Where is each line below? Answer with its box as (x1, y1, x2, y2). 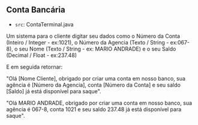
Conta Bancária (6, 5, 65, 15)
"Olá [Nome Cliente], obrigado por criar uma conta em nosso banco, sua (6, 75, 186, 82)
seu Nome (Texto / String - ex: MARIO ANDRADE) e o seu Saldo (19, 45, 176, 52)
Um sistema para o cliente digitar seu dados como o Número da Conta (6, 32, 181, 40)
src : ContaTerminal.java (14, 20, 74, 28)
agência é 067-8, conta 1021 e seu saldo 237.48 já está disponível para (6, 105, 182, 113)
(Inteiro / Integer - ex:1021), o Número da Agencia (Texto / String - (6, 38, 169, 46)
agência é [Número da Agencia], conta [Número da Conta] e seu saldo (6, 81, 181, 88)
